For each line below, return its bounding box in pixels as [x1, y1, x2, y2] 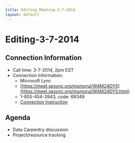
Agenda [5, 113, 31, 122]
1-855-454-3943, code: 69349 [20, 93, 85, 99]
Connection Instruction [20, 99, 68, 105]
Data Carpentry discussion [12, 126, 69, 133]
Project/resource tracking [12, 132, 66, 138]
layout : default [5, 12, 39, 17]
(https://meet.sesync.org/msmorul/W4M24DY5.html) [20, 88, 130, 94]
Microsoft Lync [20, 77, 51, 83]
